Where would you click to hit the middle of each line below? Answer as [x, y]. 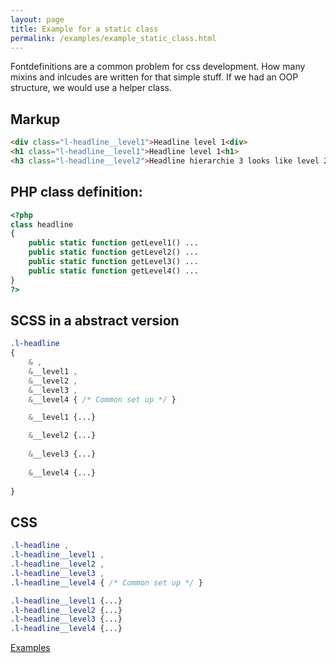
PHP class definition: [76, 192]
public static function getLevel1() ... [113, 243]
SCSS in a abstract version [95, 320]
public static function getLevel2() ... [113, 252]
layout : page [37, 19]
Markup [35, 119]
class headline [42, 224]
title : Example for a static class [84, 29]
